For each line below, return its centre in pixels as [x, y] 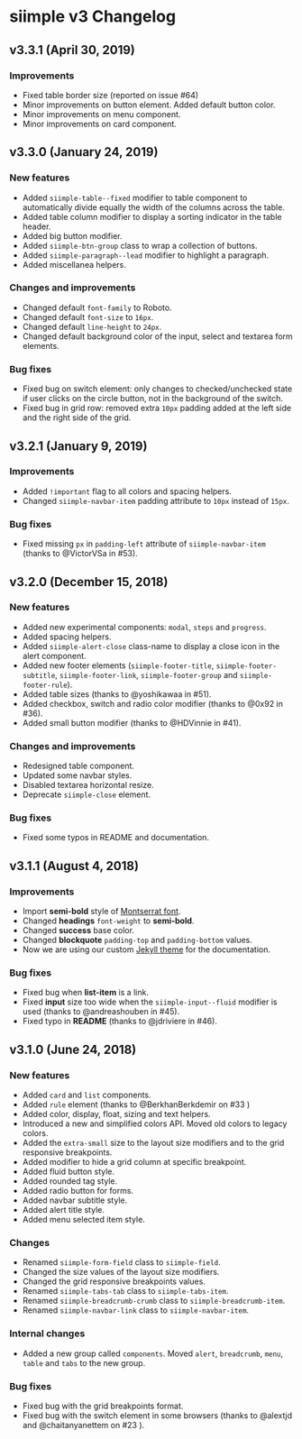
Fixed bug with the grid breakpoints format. [103, 1406]
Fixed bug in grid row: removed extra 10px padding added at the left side [156, 408]
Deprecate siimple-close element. [87, 794]
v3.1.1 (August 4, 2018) [74, 866]
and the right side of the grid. [77, 417]
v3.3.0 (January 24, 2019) [84, 152]
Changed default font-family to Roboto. [97, 307]
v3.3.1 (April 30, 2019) [72, 50]
